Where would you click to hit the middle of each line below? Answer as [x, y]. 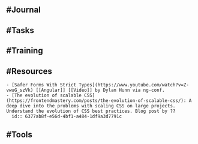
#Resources [29, 71]
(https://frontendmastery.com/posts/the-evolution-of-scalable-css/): [96, 100]
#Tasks [20, 30]
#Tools [19, 135]
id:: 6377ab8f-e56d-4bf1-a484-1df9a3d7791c [67, 116]
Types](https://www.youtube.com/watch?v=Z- [134, 85]
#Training [25, 51]
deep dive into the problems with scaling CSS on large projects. [91, 106]
